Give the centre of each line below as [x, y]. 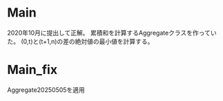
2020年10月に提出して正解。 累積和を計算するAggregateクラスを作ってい [112, 33]
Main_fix [32, 70]
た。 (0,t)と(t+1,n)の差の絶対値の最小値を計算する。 [80, 41]
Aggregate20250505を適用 [46, 90]
